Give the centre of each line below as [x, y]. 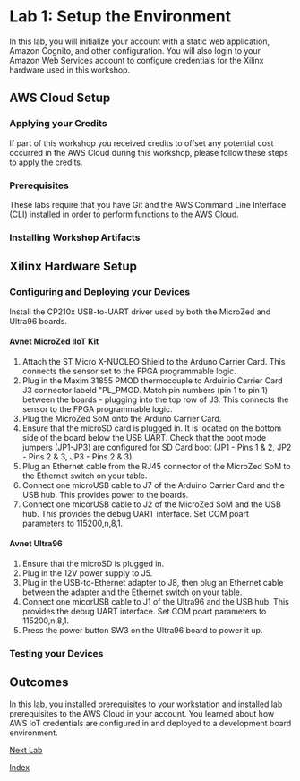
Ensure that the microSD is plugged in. [93, 563]
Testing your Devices [56, 653]
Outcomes [39, 682]
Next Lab [26, 750]
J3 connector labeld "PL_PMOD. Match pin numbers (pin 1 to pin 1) [145, 390]
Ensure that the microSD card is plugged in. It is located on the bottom [152, 428]
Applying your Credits [58, 124]
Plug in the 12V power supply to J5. [87, 573]
